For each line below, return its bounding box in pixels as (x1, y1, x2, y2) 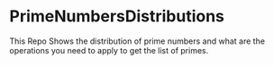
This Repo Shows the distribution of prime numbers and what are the (9, 36, 266, 46)
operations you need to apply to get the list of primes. (9, 45, 209, 55)
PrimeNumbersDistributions (9, 6, 225, 27)
